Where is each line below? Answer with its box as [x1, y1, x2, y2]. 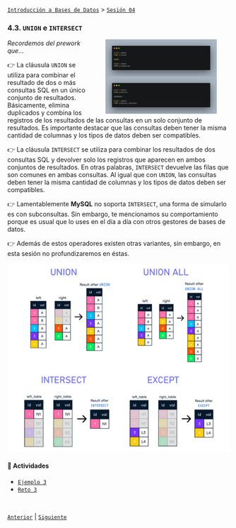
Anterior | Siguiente [7, 512, 67, 521]
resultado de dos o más [7, 79, 76, 87]
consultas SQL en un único [7, 86, 86, 94]
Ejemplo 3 [17, 478, 47, 485]
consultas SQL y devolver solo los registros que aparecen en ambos [7, 155, 206, 164]
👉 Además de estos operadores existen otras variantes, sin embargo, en [7, 240, 221, 248]
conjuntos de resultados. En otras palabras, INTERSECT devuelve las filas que [7, 163, 229, 172]
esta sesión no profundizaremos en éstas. [7, 249, 129, 258]
